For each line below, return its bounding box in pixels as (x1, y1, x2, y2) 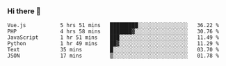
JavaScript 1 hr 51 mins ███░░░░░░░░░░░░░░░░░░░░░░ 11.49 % (7, 34, 219, 41)
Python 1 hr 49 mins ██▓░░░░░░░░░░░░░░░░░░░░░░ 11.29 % (7, 40, 219, 47)
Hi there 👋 (7, 6, 42, 16)
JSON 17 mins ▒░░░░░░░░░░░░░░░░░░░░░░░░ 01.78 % (7, 52, 219, 60)
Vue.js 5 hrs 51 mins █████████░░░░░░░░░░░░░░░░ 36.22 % (7, 22, 219, 29)
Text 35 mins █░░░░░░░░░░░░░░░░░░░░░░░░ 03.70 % (7, 47, 219, 53)
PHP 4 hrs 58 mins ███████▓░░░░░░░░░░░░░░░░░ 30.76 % (7, 28, 219, 35)
